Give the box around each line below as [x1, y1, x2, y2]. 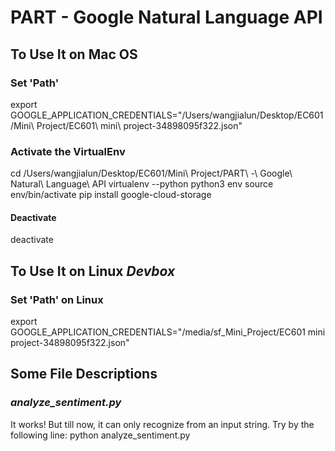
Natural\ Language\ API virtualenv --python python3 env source [10, 178, 274, 190]
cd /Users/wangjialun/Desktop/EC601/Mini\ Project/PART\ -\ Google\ [10, 167, 293, 180]
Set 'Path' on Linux [10, 292, 104, 306]
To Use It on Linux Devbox [10, 262, 176, 280]
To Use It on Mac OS [10, 46, 138, 63]
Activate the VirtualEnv [10, 144, 126, 158]
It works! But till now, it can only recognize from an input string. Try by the [10, 418, 315, 430]
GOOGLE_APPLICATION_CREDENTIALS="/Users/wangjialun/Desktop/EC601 [10, 109, 324, 121]
